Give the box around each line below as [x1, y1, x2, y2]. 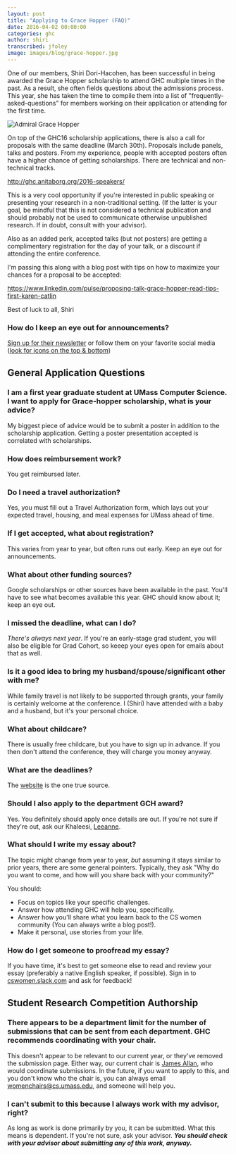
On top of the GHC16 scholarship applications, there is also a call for [7, 133, 206, 142]
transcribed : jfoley [7, 43, 68, 50]
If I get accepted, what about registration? [7, 529, 154, 539]
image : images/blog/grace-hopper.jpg [7, 50, 118, 57]
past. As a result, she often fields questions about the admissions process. [7, 84, 224, 92]
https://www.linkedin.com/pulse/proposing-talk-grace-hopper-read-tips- [7, 284, 220, 292]
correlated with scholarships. [7, 436, 92, 444]
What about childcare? [7, 724, 87, 734]
